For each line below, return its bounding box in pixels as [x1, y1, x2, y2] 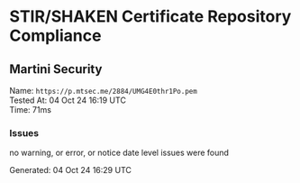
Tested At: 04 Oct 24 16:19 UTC [9, 95, 126, 105]
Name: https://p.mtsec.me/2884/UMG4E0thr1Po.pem [9, 86, 198, 96]
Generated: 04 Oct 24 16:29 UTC [9, 165, 132, 176]
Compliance [9, 25, 102, 46]
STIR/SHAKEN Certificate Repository [9, 6, 292, 27]
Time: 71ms [9, 105, 52, 114]
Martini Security [9, 61, 103, 77]
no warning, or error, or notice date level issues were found [9, 147, 230, 159]
